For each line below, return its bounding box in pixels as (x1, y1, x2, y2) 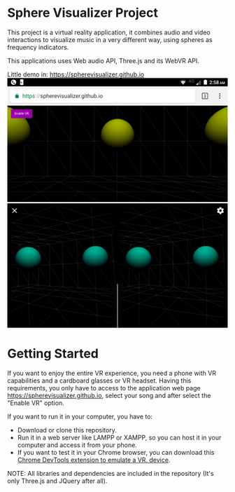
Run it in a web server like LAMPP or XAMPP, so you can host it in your (17, 433, 222, 442)
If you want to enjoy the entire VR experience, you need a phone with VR (7, 369, 217, 377)
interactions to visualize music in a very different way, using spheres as (7, 35, 213, 43)
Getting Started (7, 346, 99, 362)
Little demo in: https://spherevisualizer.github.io (7, 70, 145, 78)
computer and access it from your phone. (17, 440, 138, 449)
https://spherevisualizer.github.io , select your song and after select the (7, 391, 211, 399)
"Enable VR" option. (7, 398, 64, 407)
